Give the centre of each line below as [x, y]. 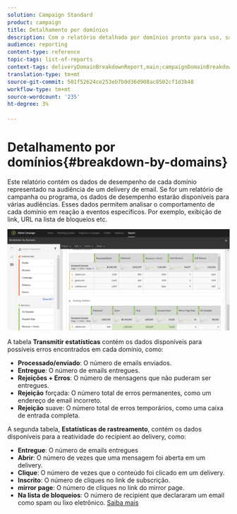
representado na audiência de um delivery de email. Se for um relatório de [115, 189]
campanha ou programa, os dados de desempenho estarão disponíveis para [118, 197]
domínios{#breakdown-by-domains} [117, 163]
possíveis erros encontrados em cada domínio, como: [85, 350]
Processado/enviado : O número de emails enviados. [95, 363]
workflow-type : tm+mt [39, 89]
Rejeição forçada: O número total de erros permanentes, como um [114, 393]
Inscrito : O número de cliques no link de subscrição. [94, 480]
